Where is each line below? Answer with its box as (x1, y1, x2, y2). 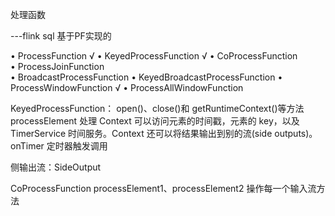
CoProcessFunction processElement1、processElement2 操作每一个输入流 (10, 183, 317, 194)
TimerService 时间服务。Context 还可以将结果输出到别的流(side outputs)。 (10, 128, 318, 139)
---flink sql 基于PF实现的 (10, 30, 112, 42)
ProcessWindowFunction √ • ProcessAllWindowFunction (10, 82, 244, 93)
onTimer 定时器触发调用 (10, 140, 108, 152)
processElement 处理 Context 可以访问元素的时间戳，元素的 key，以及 (10, 115, 300, 127)
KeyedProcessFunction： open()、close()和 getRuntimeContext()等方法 (10, 103, 305, 114)
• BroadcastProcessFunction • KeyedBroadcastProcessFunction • (10, 71, 283, 83)
